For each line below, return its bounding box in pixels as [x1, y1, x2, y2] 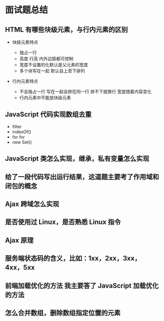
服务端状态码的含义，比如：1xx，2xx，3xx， [5, 254, 141, 262]
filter [12, 123, 22, 129]
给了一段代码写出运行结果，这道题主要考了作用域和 [5, 173, 159, 181]
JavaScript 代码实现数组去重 [5, 110, 92, 119]
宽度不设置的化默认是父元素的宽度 [19, 62, 88, 67]
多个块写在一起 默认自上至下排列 [19, 68, 85, 74]
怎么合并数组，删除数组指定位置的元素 [5, 308, 121, 317]
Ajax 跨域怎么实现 [5, 200, 60, 208]
